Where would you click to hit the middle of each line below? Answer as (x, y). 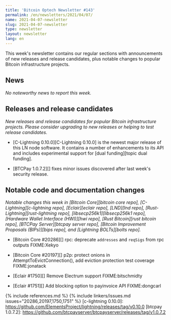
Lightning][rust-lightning (31, 213)
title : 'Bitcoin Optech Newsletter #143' (50, 10)
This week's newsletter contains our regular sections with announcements (84, 53)
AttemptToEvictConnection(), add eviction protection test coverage (84, 260)
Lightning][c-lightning (28, 208)
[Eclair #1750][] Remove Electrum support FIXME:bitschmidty (78, 276)
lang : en (15, 39)
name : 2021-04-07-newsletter (36, 20)
